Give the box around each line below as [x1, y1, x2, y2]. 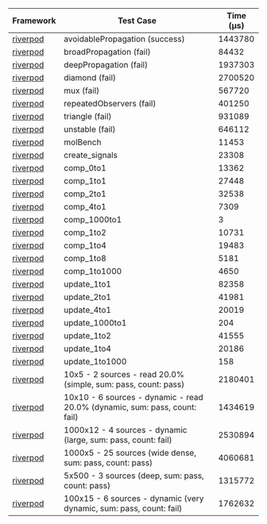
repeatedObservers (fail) [63, 98, 157, 109]
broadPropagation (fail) [63, 47, 151, 57]
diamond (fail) [63, 72, 117, 83]
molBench [63, 137, 102, 148]
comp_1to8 [63, 253, 107, 264]
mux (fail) [63, 85, 100, 96]
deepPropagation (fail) [63, 60, 149, 70]
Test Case [118, 15, 157, 26]
